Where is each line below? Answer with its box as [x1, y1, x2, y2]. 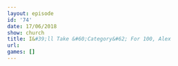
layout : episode [7, 10, 54, 17]
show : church [7, 29, 45, 36]
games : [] [7, 49, 36, 56]
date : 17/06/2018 [7, 23, 57, 30]
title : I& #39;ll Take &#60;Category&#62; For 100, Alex [7, 36, 171, 43]
